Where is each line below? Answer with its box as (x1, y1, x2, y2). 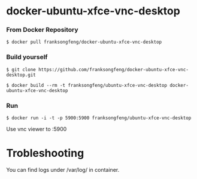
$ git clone (6, 66, 36, 72)
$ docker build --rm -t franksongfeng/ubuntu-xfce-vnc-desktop (6, 82, 168, 88)
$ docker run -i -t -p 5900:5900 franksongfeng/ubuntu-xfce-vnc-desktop (6, 115, 192, 121)
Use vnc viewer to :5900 (6, 126, 67, 133)
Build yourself (6, 53, 48, 61)
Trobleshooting (6, 147, 84, 160)
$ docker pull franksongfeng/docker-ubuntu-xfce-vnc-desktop (6, 39, 162, 45)
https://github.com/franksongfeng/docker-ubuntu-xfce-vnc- (38, 66, 189, 72)
